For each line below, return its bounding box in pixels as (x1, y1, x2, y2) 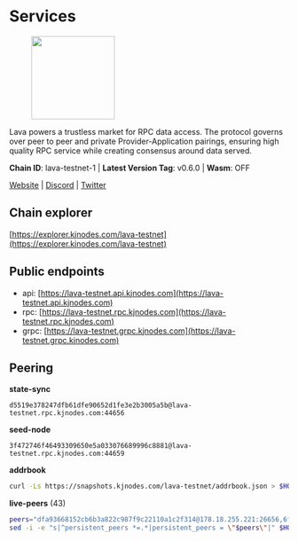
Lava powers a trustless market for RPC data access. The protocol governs (9, 126, 284, 137)
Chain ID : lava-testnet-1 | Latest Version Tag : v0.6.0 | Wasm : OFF (9, 162, 250, 173)
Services (9, 6, 77, 27)
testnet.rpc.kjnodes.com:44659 (9, 450, 125, 459)
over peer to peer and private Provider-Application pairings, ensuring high (9, 136, 279, 146)
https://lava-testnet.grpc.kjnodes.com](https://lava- (46, 325, 236, 336)
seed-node (9, 424, 51, 435)
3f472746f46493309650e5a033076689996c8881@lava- (9, 442, 192, 451)
